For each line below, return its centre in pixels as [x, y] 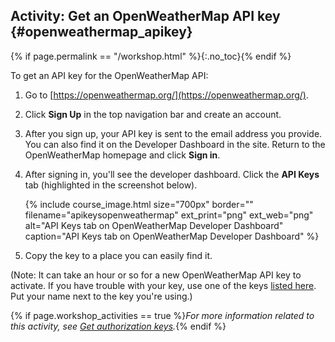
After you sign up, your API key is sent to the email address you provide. [173, 133]
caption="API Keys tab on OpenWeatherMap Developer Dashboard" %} [172, 236]
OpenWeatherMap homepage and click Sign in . [122, 155]
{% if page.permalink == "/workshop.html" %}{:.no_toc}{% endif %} [151, 56]
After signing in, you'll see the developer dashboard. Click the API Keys [172, 174]
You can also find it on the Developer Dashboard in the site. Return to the [175, 144]
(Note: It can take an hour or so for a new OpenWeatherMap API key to [156, 275]
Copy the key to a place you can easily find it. [118, 255]
